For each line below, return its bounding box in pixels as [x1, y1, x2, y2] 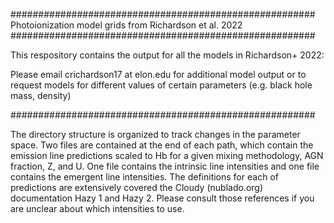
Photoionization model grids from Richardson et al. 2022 [10, 19, 243, 31]
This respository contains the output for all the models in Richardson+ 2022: [10, 49, 325, 61]
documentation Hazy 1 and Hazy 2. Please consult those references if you [10, 192, 315, 204]
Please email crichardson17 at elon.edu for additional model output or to [10, 69, 307, 80]
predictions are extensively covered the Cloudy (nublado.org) [10, 182, 264, 193]
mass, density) [10, 90, 72, 101]
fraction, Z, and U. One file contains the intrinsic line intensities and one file [10, 160, 320, 172]
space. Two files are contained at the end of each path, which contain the [10, 139, 314, 151]
